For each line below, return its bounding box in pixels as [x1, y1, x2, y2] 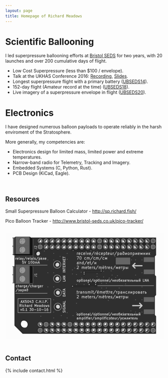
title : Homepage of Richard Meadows [5, 13, 82, 19]
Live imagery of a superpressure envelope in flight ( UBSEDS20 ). [12, 89, 146, 96]
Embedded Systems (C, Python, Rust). [12, 165, 92, 171]
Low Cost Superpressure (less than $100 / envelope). [12, 68, 124, 74]
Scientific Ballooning [5, 36, 94, 48]
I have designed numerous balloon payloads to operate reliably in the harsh [5, 124, 162, 130]
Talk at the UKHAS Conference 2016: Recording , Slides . [12, 73, 129, 79]
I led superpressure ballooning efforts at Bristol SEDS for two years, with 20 [5, 53, 162, 59]
